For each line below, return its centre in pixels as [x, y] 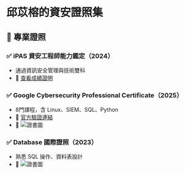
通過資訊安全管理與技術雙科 [50, 70]
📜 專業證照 [26, 37]
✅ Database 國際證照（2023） [52, 142]
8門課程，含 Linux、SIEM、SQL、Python [66, 110]
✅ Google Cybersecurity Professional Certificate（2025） [95, 95]
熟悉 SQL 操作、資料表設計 [49, 157]
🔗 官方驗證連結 [34, 117]
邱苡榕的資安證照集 [55, 13]
